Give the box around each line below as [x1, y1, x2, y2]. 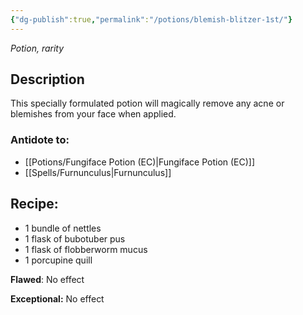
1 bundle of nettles [24, 222, 102, 234]
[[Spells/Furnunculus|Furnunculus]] [24, 166, 172, 178]
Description [10, 71, 85, 88]
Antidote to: [10, 133, 70, 147]
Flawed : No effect [10, 273, 85, 285]
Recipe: [10, 196, 59, 213]
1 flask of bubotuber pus [24, 232, 126, 245]
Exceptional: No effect [10, 292, 105, 305]
